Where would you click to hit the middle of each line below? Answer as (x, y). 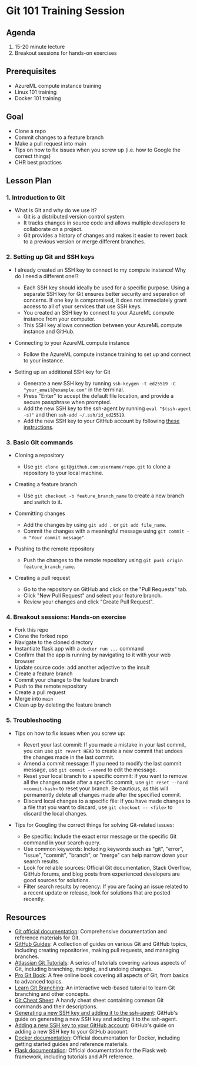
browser (25, 661)
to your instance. (44, 360)
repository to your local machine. (64, 473)
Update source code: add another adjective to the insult (82, 668)
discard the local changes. (56, 813)
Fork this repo (31, 630)
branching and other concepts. (52, 994)
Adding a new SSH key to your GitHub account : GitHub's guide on (94, 1025)
